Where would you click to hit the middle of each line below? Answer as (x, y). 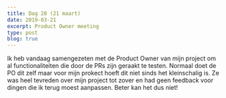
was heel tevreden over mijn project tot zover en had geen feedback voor (110, 80)
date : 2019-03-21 (32, 20)
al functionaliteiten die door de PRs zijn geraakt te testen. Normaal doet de (112, 66)
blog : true (23, 39)
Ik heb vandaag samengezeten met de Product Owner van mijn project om (112, 58)
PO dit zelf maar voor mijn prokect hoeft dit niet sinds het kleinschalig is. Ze (113, 73)
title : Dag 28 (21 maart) (44, 13)
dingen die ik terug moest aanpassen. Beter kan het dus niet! (93, 88)
